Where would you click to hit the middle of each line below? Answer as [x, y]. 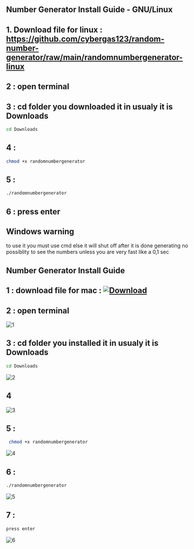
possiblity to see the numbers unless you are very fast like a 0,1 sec [88, 252]
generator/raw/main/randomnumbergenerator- [95, 57]
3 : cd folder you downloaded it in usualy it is [90, 106]
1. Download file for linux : [54, 30]
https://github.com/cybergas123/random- [85, 39]
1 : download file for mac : [54, 291]
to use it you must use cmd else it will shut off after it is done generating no [97, 246]
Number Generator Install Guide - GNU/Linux [89, 10]
